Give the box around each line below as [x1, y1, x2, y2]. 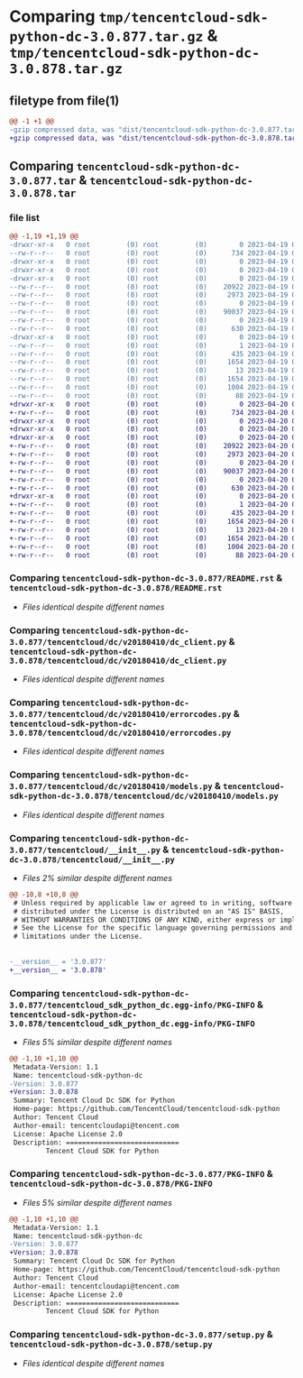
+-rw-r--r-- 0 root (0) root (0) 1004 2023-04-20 [9, 542, 289, 551]
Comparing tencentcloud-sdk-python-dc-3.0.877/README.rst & [9, 572, 283, 584]
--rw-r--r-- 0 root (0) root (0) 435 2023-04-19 [9, 349, 289, 358]
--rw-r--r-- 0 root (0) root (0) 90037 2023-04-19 [9, 308, 289, 317]
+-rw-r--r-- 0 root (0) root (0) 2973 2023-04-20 [9, 450, 289, 459]
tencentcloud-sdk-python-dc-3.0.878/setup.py [9, 1339, 214, 1350]
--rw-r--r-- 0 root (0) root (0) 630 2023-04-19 [9, 324, 289, 333]
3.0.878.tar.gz [9, 60, 124, 78]
